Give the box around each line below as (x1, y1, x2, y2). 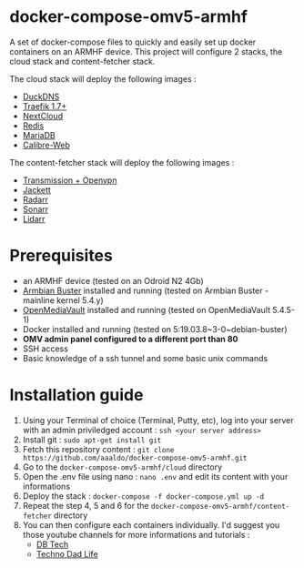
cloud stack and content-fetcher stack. (9, 56, 156, 66)
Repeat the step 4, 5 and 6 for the (22, 500, 149, 511)
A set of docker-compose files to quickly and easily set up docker (9, 36, 257, 47)
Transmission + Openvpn (22, 175, 117, 186)
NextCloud (22, 110, 64, 121)
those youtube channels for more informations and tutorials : (22, 529, 250, 540)
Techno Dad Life (35, 548, 98, 559)
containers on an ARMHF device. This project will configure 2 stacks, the (9, 46, 283, 56)
